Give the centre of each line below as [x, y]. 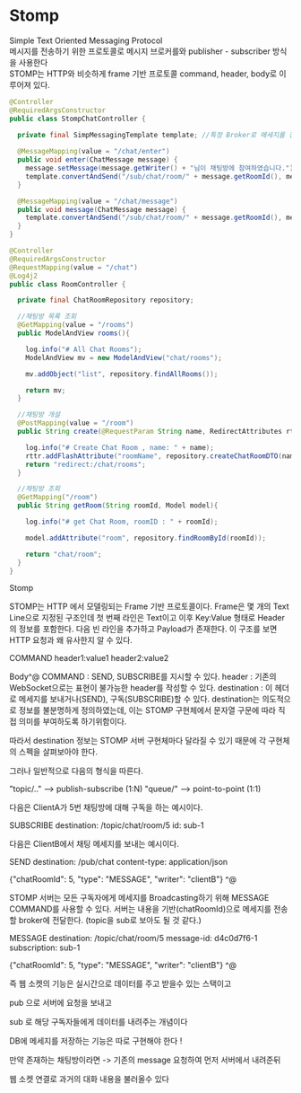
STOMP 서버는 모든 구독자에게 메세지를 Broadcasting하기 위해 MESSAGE [139, 898]
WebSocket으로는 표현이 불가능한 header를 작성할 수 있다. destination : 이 [141, 688]
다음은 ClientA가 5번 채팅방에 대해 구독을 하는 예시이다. [106, 807]
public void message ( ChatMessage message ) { [102, 209]
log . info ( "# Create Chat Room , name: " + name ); [120, 447]
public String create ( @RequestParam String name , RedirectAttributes [150, 432]
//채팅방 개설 [39, 415]
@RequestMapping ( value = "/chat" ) [74, 267]
